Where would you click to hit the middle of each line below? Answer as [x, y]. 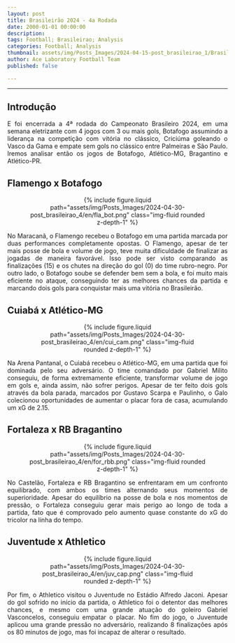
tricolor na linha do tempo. [45, 520]
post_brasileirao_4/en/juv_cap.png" [93, 574]
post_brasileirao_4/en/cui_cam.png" [93, 342]
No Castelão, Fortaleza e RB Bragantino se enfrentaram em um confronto [117, 482]
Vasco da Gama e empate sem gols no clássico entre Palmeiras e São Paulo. [117, 146]
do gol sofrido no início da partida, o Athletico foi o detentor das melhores [117, 602]
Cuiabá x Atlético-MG [55, 310]
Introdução [32, 107]
